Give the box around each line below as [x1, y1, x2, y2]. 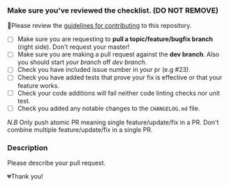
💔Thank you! [7, 172, 43, 180]
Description [7, 142, 48, 152]
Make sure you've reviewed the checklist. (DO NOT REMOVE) [7, 6, 219, 15]
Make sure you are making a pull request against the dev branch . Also [17, 50, 220, 59]
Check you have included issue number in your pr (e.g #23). [17, 66, 191, 74]
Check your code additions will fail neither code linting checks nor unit [17, 89, 220, 97]
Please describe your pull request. [7, 158, 106, 167]
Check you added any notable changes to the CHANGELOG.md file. [17, 104, 200, 112]
